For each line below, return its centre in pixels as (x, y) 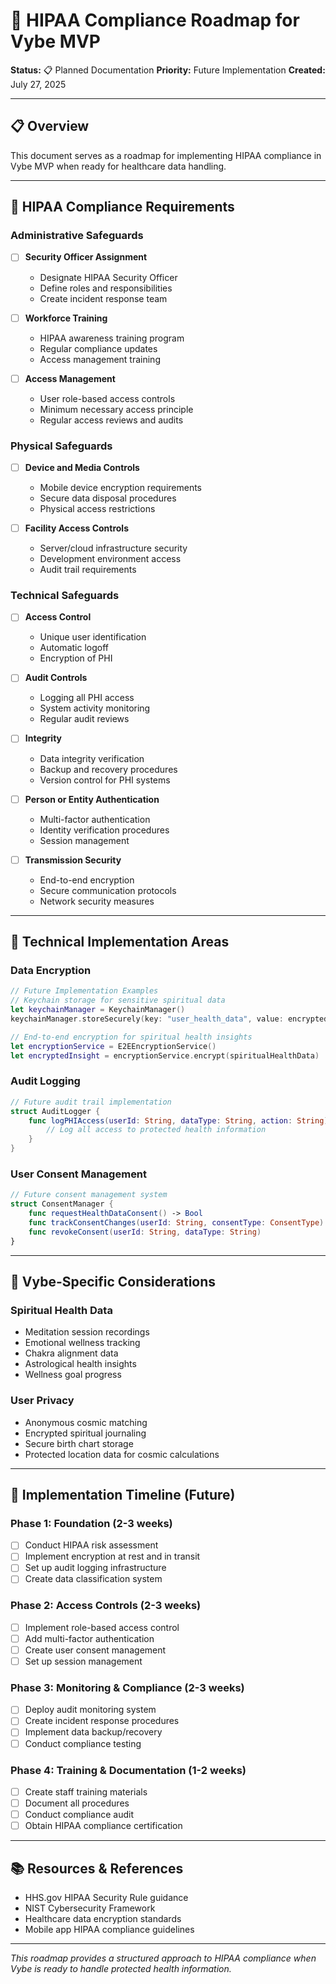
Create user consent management (95, 1650)
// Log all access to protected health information (156, 1130)
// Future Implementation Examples (84, 991)
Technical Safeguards (65, 595)
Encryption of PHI (76, 658)
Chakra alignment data (71, 1353)
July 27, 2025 (38, 84)
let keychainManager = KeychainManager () (98, 1010)
